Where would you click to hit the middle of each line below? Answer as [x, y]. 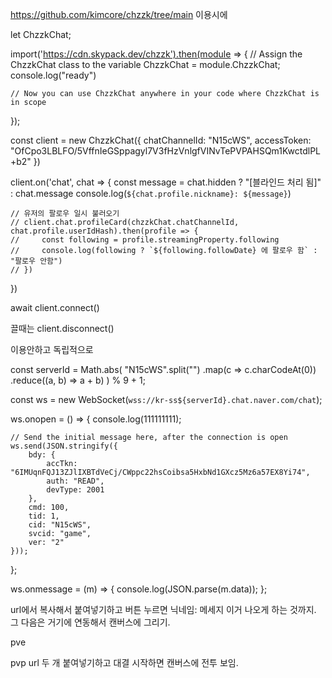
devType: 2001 [75, 490]
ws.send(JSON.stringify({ [64, 446]
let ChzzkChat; [41, 34]
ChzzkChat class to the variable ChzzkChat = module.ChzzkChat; [145, 64]
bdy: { [42, 455]
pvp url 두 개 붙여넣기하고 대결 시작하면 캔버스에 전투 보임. [124, 662]
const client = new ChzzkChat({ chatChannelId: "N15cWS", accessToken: [161, 140]
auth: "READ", [75, 481]
